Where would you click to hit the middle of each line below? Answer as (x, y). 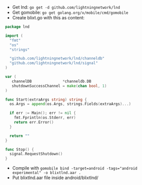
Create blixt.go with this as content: (48, 18)
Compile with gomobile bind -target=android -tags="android (75, 168)
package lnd (17, 27)
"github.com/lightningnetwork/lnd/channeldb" (57, 59)
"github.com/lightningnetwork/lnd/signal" (54, 63)
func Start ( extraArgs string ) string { (46, 99)
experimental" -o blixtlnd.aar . (47, 173)
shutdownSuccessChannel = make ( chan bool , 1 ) (59, 86)
